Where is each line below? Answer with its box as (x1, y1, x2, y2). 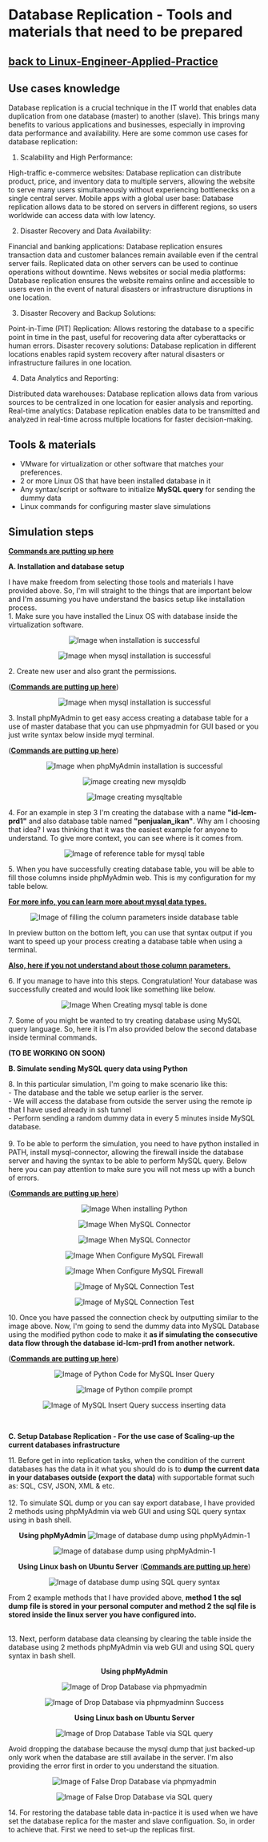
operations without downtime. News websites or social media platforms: (8, 267, 246, 277)
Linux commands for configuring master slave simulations (19, 502, 211, 511)
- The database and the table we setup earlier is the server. (8, 1088, 204, 1097)
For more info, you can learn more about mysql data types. (8, 897, 207, 907)
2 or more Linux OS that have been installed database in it (19, 476, 211, 486)
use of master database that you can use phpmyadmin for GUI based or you (8, 721, 259, 731)
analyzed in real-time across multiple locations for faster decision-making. (8, 414, 254, 424)
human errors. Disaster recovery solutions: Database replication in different (8, 341, 257, 350)
